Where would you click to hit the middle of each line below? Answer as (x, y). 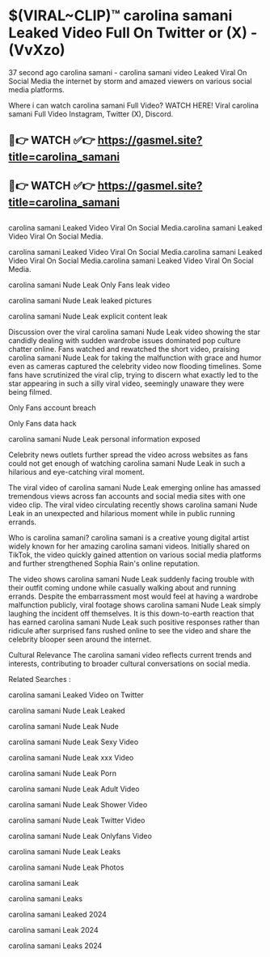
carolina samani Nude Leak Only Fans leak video (89, 285)
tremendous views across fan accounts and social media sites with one (127, 497)
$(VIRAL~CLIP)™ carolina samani (120, 16)
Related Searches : (40, 680)
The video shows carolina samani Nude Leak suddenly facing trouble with (131, 579)
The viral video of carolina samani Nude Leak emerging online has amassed (135, 488)
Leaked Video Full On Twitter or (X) (128, 33)
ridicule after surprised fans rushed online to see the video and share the (130, 631)
